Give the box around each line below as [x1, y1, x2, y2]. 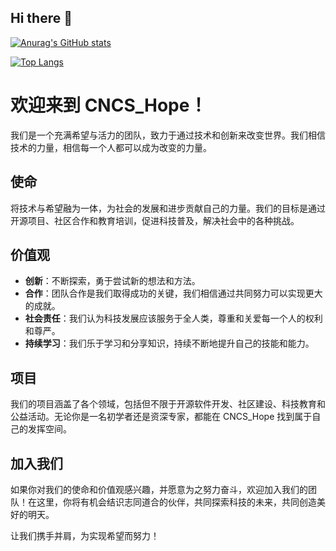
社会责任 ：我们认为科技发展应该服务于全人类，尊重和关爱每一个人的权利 [24, 312, 323, 325]
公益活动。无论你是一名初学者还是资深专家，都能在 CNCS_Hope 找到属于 [10, 411, 313, 423]
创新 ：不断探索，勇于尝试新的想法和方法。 [24, 275, 201, 287]
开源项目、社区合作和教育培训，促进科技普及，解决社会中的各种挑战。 [10, 214, 300, 226]
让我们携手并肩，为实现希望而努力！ [10, 530, 160, 541]
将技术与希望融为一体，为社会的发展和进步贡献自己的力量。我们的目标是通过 [10, 202, 326, 214]
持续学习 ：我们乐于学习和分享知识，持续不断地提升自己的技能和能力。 [24, 337, 315, 350]
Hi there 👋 [10, 10, 73, 27]
